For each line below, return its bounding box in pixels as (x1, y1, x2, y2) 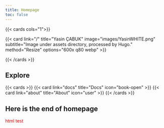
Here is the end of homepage (5, 104, 98, 113)
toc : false (5, 12, 28, 17)
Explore (5, 71, 30, 79)
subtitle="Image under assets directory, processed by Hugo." (5, 41, 133, 47)
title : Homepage (5, 7, 39, 13)
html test (5, 118, 24, 124)
